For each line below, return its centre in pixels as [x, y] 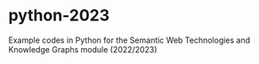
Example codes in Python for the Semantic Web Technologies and [129, 40]
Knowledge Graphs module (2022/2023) [83, 49]
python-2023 [59, 16]
